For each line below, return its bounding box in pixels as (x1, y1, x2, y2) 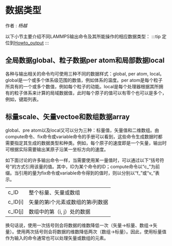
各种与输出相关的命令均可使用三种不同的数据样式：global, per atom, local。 (5, 70, 165, 77)
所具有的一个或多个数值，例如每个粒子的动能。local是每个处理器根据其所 (5, 83, 159, 89)
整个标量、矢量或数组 (29, 189, 80, 196)
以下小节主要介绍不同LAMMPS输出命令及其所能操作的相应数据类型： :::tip (5, 33, 161, 39)
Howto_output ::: (14, 39, 49, 46)
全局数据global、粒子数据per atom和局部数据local (5, 56, 165, 65)
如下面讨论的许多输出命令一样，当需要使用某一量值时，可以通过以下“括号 (5, 157, 160, 163)
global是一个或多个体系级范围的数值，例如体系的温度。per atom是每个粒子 (5, 77, 163, 83)
